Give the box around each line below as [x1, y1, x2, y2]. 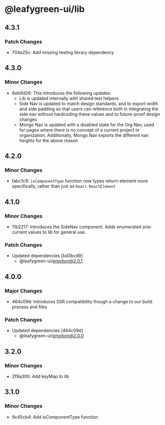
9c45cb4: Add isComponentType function [11, 414, 98, 420]
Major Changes [4, 287, 43, 294]
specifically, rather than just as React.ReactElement [11, 183, 116, 189]
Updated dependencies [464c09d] [11, 328, 84, 334]
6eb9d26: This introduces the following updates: [11, 90, 111, 96]
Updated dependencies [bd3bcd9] [11, 253, 83, 259]
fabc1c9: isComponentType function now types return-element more [11, 178, 148, 184]
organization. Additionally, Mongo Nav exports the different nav [19, 132, 149, 138]
